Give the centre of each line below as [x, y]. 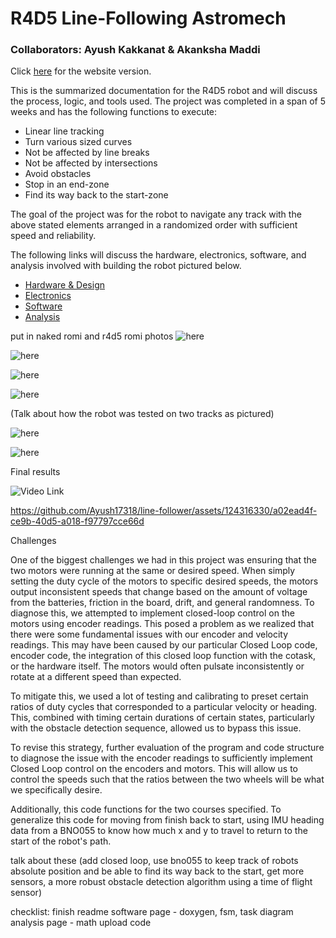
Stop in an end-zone [67, 184]
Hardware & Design [64, 285]
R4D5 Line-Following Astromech [148, 18]
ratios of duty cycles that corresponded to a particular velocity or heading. [164, 707]
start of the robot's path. [61, 841]
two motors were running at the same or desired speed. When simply [153, 571]
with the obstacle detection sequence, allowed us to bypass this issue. [156, 728]
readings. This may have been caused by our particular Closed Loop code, [164, 645]
